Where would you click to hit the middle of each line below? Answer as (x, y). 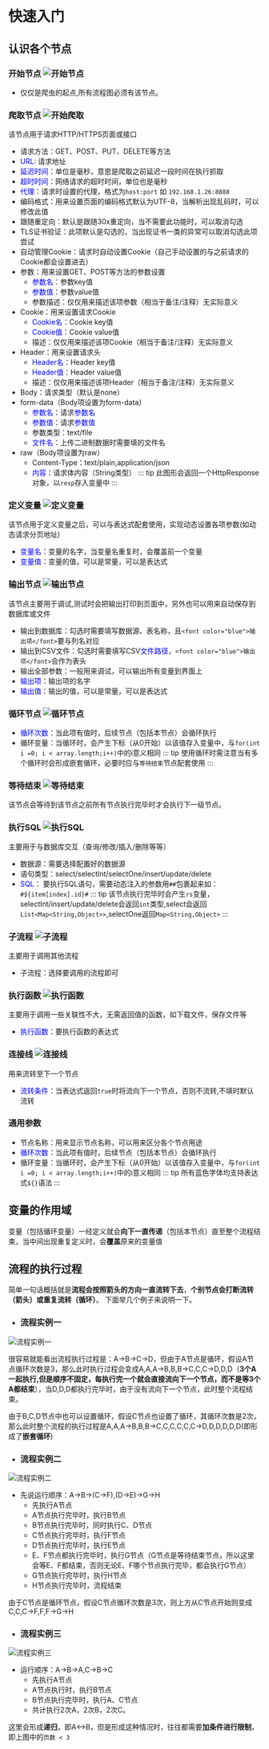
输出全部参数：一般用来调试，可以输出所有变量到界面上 (111, 671)
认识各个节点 (40, 49)
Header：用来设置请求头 (60, 352)
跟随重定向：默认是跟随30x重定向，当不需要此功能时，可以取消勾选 (131, 222)
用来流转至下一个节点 (43, 1073)
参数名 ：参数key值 (62, 282)
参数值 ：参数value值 (66, 292)
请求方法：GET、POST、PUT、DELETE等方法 (95, 151)
